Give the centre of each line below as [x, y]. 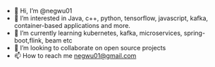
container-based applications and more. [72, 25]
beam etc [59, 40]
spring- [195, 33]
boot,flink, [29, 40]
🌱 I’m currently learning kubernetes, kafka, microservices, [98, 33]
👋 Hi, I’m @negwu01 [43, 11]
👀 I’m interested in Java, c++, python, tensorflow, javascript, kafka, [111, 18]
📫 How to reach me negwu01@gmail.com [75, 55]
